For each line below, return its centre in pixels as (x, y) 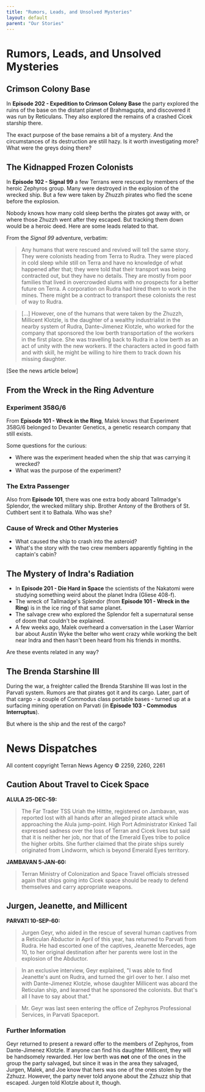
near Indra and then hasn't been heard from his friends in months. (98, 640)
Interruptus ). (23, 712)
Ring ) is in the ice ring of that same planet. (68, 608)
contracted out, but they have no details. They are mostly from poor (106, 276)
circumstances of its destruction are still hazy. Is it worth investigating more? (103, 142)
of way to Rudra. (42, 302)
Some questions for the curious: (47, 445)
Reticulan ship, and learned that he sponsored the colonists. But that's (110, 989)
